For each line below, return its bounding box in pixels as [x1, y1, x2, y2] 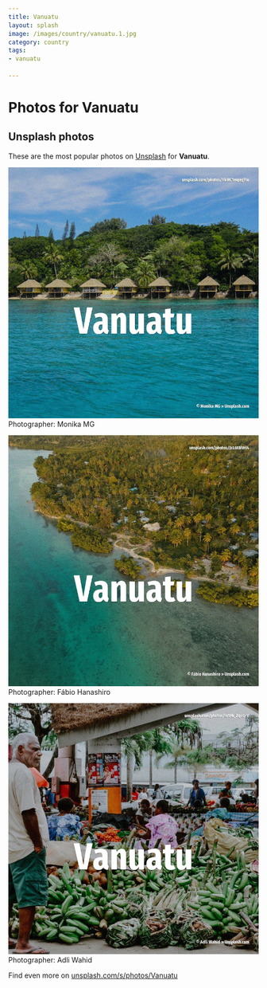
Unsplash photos [8, 130, 95, 143]
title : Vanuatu [8, 13, 59, 21]
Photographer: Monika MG [8, 419, 95, 429]
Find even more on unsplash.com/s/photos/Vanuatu [8, 970, 178, 980]
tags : [8, 46, 26, 55]
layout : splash [8, 21, 59, 29]
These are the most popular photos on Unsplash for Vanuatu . [8, 151, 210, 161]
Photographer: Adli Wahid [8, 955, 93, 964]
